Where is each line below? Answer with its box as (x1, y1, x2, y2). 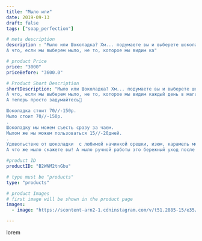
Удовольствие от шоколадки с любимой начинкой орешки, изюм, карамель (6, 141, 189, 147)
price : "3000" (6, 64, 42, 70)
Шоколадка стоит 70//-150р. (6, 108, 77, 114)
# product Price (6, 58, 47, 64)
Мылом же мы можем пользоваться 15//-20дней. (6, 130, 122, 136)
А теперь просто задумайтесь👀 (6, 97, 82, 103)
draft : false (6, 20, 39, 26)
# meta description (6, 37, 55, 43)
